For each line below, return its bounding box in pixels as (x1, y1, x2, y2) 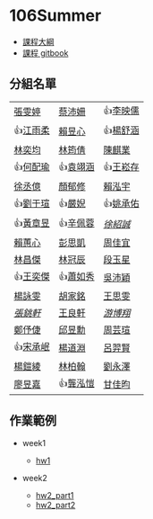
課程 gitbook (21, 47, 69, 58)
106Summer (9, 5, 102, 26)
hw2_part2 (35, 499, 76, 510)
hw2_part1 (35, 489, 74, 500)
